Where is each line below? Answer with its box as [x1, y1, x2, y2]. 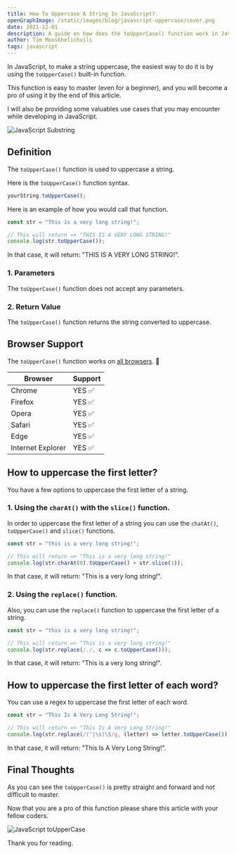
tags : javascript [7, 43, 58, 50]
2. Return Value [7, 302, 61, 311]
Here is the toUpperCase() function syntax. [7, 178, 130, 187]
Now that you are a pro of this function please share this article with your [7, 804, 218, 812]
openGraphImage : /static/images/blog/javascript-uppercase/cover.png [7, 17, 216, 24]
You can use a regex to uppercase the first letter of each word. [7, 698, 189, 707]
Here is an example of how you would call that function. [7, 205, 169, 213]
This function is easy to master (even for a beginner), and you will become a [7, 84, 228, 92]
